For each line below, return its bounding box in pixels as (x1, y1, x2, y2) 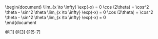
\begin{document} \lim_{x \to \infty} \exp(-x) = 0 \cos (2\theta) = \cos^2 (5, 4, 149, 10)
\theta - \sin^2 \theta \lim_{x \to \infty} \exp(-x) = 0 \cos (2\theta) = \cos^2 (5, 9, 154, 15)
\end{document (5, 19, 37, 25)
